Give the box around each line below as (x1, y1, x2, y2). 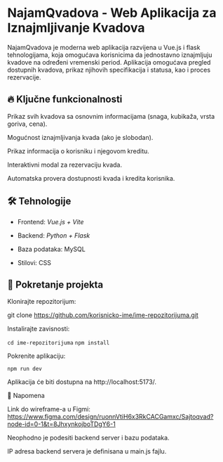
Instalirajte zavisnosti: (7, 325, 70, 333)
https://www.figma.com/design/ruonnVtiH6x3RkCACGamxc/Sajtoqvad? (7, 413, 214, 421)
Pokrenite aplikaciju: (7, 352, 66, 360)
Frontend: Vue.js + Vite (17, 217, 84, 226)
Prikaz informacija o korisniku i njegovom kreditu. (7, 146, 149, 155)
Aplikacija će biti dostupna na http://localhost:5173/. (7, 378, 156, 386)
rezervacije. (7, 72, 41, 82)
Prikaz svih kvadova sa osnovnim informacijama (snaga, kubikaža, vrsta (7, 112, 215, 120)
